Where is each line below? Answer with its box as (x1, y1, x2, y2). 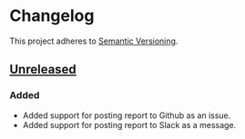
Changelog (9, 5, 95, 26)
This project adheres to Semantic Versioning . (9, 35, 179, 46)
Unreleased (9, 62, 77, 77)
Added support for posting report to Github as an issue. (22, 110, 231, 121)
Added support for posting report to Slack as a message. (22, 119, 237, 130)
